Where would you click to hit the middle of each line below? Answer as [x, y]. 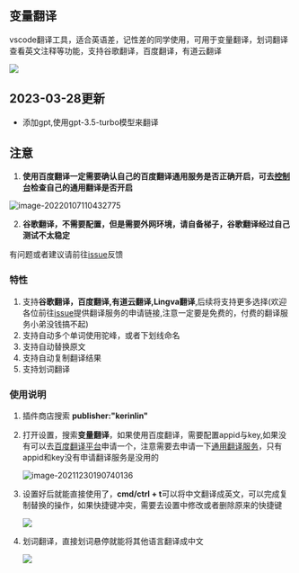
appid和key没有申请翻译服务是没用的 [90, 458]
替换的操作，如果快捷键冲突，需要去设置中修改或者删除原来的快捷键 [156, 506]
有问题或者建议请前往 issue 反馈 [66, 255]
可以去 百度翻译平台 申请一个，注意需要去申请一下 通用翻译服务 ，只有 [156, 446]
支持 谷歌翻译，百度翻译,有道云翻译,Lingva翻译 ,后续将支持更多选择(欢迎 [154, 301]
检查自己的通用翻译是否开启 [81, 188]
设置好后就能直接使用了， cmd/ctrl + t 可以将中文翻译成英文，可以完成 [151, 494]
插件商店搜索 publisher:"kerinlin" [85, 416]
